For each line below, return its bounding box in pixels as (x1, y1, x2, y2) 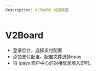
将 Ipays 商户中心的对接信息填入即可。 (12, 60, 94, 66)
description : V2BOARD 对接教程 (5, 7, 69, 13)
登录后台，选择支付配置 (12, 47, 62, 53)
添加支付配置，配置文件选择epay (12, 53, 82, 59)
